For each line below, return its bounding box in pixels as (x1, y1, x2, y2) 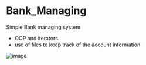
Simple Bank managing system (6, 23, 81, 30)
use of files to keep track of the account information (14, 41, 141, 48)
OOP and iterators (14, 35, 59, 42)
